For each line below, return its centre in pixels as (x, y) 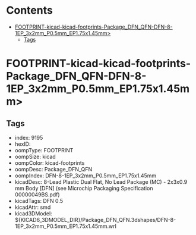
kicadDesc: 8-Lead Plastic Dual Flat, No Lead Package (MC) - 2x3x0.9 (101, 181)
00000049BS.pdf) (37, 195)
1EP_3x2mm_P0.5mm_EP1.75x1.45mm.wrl (66, 226)
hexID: (23, 144)
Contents (30, 10)
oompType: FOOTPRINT (44, 150)
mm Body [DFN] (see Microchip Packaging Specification (84, 188)
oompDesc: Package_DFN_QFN (53, 169)
